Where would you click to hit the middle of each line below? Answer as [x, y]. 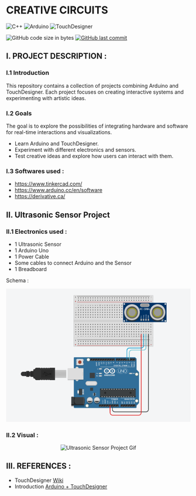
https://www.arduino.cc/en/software [58, 190]
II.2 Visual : [23, 435]
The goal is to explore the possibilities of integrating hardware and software [97, 126]
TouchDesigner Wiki [39, 480]
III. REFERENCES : [39, 466]
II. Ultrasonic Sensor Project [58, 215]
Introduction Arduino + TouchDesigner [61, 486]
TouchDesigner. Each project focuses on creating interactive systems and [95, 92]
